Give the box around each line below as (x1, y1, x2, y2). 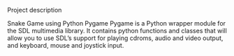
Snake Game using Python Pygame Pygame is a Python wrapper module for (7, 19, 226, 27)
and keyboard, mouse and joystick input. (7, 41, 124, 49)
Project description (7, 6, 62, 14)
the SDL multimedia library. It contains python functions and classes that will (7, 27, 227, 35)
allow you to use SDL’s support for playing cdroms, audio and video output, (7, 34, 224, 42)
